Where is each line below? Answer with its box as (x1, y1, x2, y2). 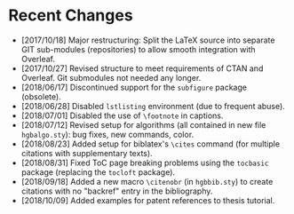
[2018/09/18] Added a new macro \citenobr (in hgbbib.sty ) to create (20, 176, 274, 186)
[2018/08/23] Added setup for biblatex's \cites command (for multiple (20, 139, 281, 149)
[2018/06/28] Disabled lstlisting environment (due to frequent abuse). (20, 100, 285, 111)
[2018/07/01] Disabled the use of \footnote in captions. (20, 110, 224, 121)
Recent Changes (8, 5, 134, 26)
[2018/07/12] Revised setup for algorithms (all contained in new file (20, 119, 266, 130)
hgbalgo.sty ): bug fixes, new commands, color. (20, 129, 195, 139)
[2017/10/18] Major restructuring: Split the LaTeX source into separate (20, 35, 275, 45)
